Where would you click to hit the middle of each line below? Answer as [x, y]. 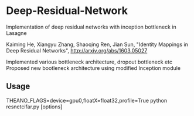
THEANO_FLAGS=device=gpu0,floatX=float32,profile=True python [87, 100]
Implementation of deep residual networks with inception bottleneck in [91, 27]
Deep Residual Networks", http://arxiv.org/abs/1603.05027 [77, 50]
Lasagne [17, 33]
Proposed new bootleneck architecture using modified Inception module [93, 68]
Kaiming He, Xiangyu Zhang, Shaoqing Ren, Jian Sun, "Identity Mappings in [97, 44]
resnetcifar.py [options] [34, 107]
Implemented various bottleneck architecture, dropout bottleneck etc [89, 62]
